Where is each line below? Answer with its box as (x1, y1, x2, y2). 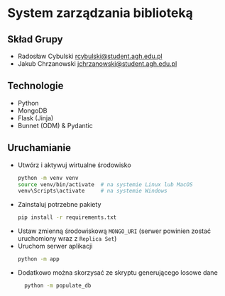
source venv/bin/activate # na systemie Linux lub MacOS (17, 181, 193, 188)
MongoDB (17, 106, 48, 115)
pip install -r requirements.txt (17, 214, 117, 221)
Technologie (7, 80, 64, 92)
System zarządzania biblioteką (7, 5, 193, 21)
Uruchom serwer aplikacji (17, 242, 93, 251)
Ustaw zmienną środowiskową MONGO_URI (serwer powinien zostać (17, 227, 212, 235)
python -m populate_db (24, 282, 92, 289)
